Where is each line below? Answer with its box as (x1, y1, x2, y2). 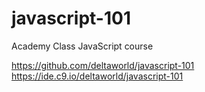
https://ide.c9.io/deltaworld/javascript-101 (11, 70, 184, 82)
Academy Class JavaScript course (11, 40, 154, 52)
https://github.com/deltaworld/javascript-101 (11, 59, 195, 71)
